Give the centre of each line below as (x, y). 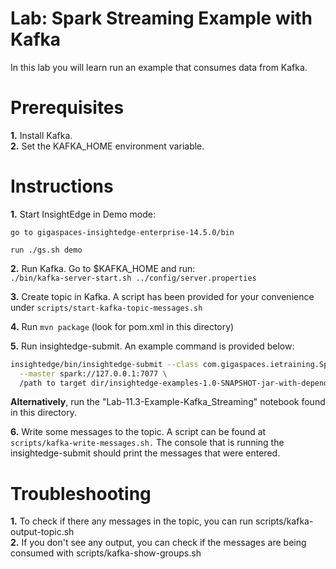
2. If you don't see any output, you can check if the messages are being (158, 543)
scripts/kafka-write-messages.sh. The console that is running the (147, 443)
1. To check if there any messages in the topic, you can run (132, 521)
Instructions (62, 186)
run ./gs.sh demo (46, 250)
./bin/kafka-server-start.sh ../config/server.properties (133, 278)
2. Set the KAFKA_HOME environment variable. (107, 146)
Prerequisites (67, 108)
